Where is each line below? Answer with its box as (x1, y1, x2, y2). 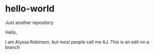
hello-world (5, 3, 55, 14)
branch (5, 44, 20, 50)
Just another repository (5, 19, 54, 25)
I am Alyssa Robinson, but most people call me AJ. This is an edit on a (5, 38, 149, 45)
